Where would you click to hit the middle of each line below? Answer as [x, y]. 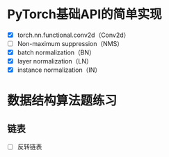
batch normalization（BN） [56, 52]
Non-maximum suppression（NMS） [70, 44]
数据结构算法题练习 [62, 101]
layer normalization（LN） [55, 61]
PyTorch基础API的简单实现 [84, 14]
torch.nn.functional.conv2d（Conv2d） [73, 35]
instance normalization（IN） [59, 70]
